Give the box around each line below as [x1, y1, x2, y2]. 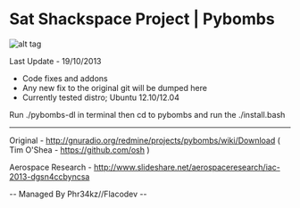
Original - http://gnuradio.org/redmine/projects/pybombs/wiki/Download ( [9, 135, 281, 146]
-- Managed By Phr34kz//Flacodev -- [9, 188, 147, 199]
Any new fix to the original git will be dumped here [21, 82, 208, 93]
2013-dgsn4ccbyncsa [9, 171, 90, 182]
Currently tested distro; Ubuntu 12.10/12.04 [21, 92, 180, 103]
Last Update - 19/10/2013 [9, 55, 102, 66]
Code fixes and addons [21, 72, 109, 84]
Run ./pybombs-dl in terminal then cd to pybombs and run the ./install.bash [9, 109, 286, 120]
